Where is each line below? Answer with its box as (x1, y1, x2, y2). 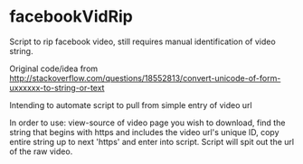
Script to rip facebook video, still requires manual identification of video (9, 36, 276, 47)
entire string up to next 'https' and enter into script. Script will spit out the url (9, 136, 295, 147)
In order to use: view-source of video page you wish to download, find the (9, 117, 286, 128)
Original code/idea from (9, 63, 99, 74)
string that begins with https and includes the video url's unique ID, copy (9, 126, 279, 137)
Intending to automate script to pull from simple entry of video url (9, 99, 252, 110)
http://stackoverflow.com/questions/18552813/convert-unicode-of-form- (9, 72, 281, 83)
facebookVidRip (9, 6, 134, 27)
